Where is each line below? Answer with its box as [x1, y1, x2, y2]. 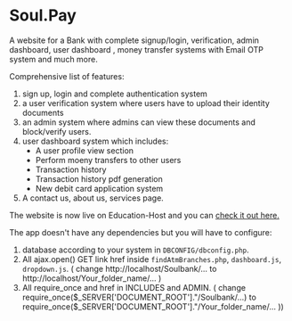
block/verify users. [21, 126, 92, 136]
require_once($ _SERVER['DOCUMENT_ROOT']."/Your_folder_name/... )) [21, 300, 285, 312]
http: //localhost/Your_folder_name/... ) [21, 273, 162, 284]
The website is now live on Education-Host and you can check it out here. [9, 210, 280, 220]
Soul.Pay [9, 5, 77, 26]
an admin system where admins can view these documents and [21, 117, 256, 128]
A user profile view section [35, 144, 134, 156]
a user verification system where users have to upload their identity [21, 97, 270, 108]
